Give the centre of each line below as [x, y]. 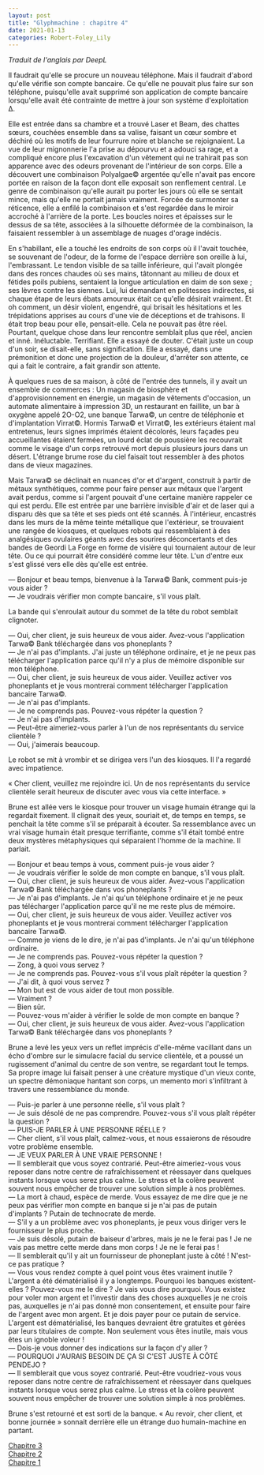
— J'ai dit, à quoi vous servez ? [59, 982]
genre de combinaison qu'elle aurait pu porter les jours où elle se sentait [126, 191]
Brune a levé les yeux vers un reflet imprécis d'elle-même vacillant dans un [130, 1048]
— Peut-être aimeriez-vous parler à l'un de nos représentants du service [126, 728]
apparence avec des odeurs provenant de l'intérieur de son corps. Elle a [125, 166]
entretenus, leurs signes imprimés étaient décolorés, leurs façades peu [123, 432]
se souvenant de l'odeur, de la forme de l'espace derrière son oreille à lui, [128, 257]
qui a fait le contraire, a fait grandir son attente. [84, 366]
